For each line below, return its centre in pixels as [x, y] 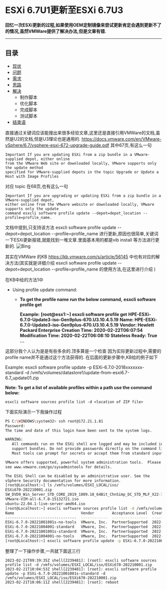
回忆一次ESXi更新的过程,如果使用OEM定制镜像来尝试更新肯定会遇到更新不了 [83, 25]
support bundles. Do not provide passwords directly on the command [84, 449]
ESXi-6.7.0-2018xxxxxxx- [119, 367]
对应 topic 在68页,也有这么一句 [37, 186]
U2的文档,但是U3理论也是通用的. [47, 139]
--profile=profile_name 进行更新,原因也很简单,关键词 [105, 233]
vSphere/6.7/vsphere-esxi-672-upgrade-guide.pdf [57, 145]
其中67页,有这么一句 [131, 145]
